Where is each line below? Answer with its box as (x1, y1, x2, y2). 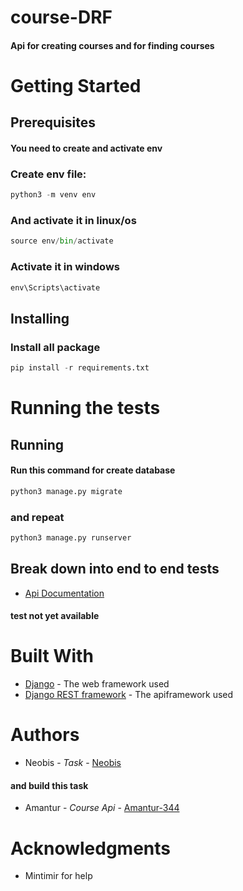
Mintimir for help (24, 870, 93, 882)
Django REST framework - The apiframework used (24, 689, 234, 701)
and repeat (10, 510, 65, 524)
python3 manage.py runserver (10, 532, 132, 543)
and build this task (10, 779, 89, 791)
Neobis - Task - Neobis (24, 757, 122, 769)
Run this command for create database (10, 464, 176, 476)
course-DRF (10, 6, 113, 29)
